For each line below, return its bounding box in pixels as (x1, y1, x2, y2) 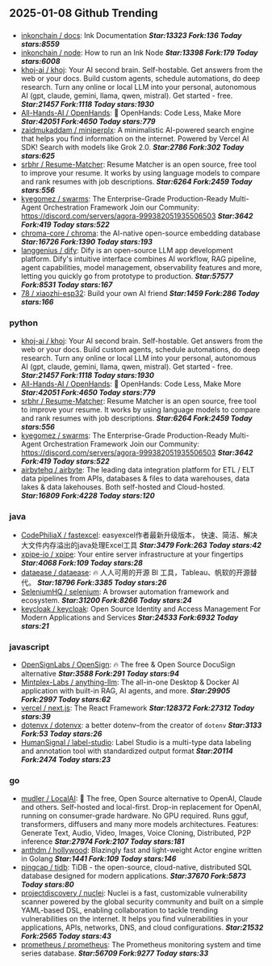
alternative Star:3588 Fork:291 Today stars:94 (20, 669, 180, 679)
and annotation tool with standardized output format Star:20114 (20, 746, 233, 756)
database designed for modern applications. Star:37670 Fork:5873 (20, 871, 247, 880)
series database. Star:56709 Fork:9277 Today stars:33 (20, 948, 209, 958)
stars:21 (20, 621, 49, 630)
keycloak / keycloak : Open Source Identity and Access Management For (20, 604, 262, 613)
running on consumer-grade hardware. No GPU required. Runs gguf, (20, 811, 249, 820)
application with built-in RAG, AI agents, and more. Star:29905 (20, 686, 231, 696)
